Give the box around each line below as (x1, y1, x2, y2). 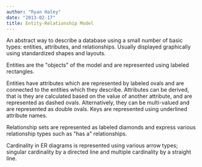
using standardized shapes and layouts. (6, 50, 106, 57)
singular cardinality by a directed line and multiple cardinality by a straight (6, 148, 192, 155)
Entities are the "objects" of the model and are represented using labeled (6, 61, 189, 69)
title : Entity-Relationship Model (6, 20, 94, 26)
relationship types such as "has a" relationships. (6, 130, 127, 137)
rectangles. (6, 68, 35, 75)
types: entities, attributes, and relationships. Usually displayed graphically (6, 43, 191, 50)
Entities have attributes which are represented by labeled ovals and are (6, 80, 184, 87)
